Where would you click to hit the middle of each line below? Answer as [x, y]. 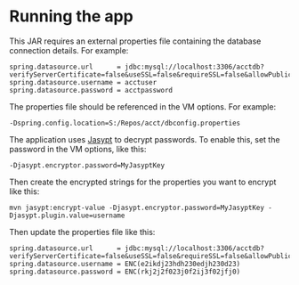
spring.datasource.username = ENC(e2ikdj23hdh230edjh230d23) [125, 264]
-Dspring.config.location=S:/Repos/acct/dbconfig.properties [125, 123]
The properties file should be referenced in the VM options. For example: [143, 106]
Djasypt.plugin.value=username [67, 216]
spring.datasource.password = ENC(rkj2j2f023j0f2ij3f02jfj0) [125, 272]
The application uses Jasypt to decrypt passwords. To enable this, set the [145, 139]
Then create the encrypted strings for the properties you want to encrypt [143, 182]
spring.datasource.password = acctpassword [91, 90]
